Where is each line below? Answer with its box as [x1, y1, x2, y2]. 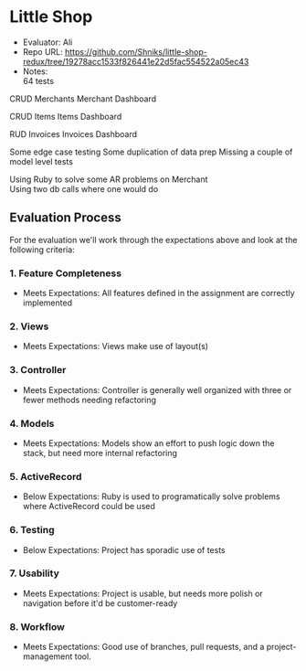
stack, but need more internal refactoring [22, 447, 178, 458]
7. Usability [9, 567, 59, 580]
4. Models [9, 417, 55, 430]
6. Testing [9, 524, 55, 537]
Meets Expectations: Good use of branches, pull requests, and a [22, 642, 265, 653]
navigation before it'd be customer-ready [22, 597, 178, 609]
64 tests [22, 75, 55, 86]
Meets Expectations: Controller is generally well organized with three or [22, 384, 292, 395]
